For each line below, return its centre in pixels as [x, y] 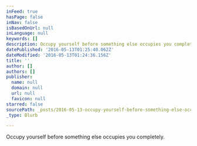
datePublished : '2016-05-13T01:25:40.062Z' [60, 50]
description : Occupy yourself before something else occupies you [89, 45]
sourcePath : [21, 110]
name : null [25, 83]
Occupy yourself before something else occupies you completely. [86, 137]
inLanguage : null [27, 33]
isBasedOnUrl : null [30, 28]
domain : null [27, 88]
